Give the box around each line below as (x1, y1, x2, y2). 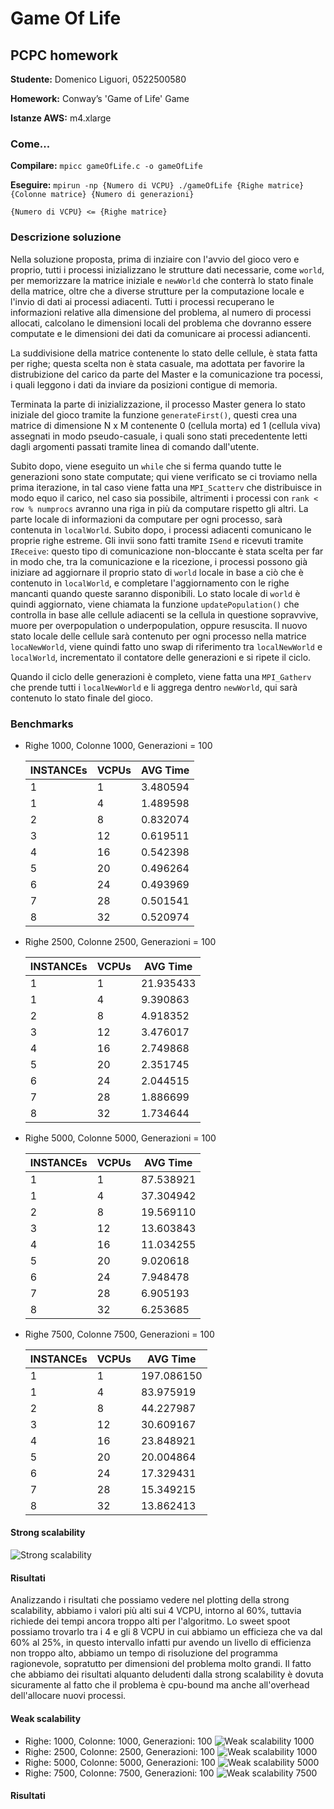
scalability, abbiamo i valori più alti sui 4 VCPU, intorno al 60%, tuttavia (10, 1605, 302, 1617)
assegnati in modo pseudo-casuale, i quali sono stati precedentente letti (10, 430, 308, 442)
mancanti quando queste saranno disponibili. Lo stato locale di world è (10, 587, 301, 599)
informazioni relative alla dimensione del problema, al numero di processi (10, 306, 312, 318)
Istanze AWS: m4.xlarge (10, 112, 112, 124)
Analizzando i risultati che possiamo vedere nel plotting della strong (10, 1594, 290, 1606)
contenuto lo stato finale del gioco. (10, 692, 154, 704)
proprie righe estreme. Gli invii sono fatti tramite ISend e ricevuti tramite (10, 534, 304, 546)
